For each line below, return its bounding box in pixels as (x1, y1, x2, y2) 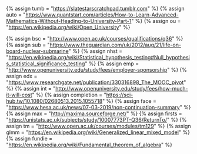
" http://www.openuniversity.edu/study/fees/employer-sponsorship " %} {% (6, 66, 187, 73)
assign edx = (6, 73, 38, 79)
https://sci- (106, 91, 133, 98)
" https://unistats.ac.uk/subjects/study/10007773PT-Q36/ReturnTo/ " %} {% (6, 116, 187, 123)
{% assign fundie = (6, 135, 53, 142)
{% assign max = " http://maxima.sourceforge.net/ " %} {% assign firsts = (6, 110, 182, 117)
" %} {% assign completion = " (32, 91, 107, 98)
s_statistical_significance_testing (6, 60, 85, 67)
